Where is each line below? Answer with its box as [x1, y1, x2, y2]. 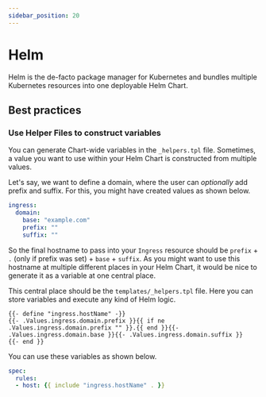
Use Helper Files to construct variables [8, 127, 161, 138]
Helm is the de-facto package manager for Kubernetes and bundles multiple [8, 72, 258, 82]
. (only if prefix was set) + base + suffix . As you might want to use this [8, 253, 241, 263]
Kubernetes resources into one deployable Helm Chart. [8, 80, 188, 90]
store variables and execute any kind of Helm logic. [8, 295, 176, 304]
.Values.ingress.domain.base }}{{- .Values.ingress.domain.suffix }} [8, 330, 244, 338]
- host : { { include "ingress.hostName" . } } [15, 382, 165, 390]
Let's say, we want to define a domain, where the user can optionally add [8, 178, 248, 187]
